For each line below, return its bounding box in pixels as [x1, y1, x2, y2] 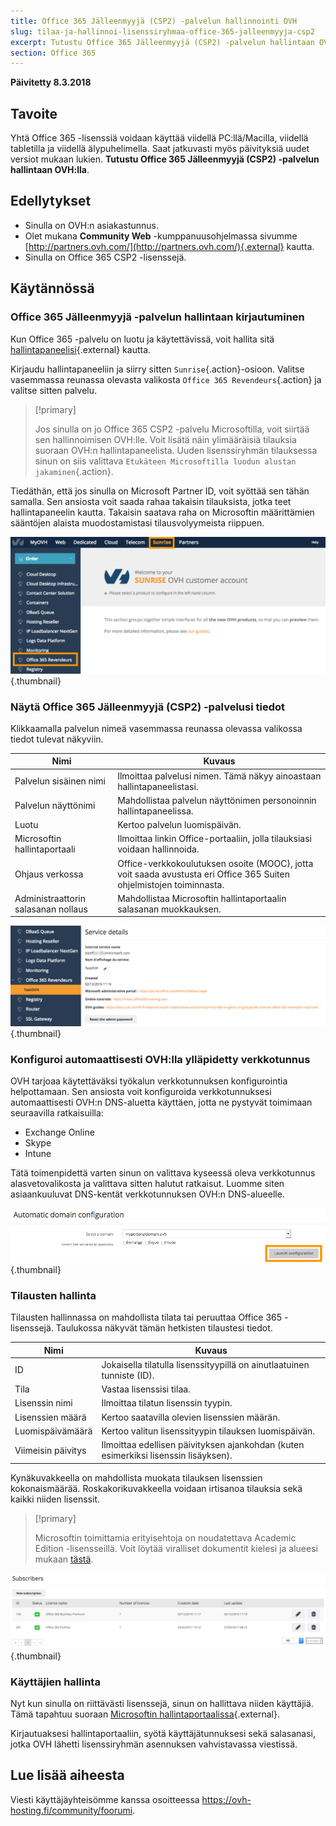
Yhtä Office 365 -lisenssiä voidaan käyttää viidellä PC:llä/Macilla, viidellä [10, 132, 309, 144]
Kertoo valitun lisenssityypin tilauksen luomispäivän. [101, 1425, 316, 1437]
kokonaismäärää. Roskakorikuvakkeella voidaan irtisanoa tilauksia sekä [10, 1482, 303, 1494]
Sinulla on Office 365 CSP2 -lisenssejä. [24, 251, 187, 263]
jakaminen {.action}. [34, 465, 114, 477]
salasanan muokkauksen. [117, 903, 222, 915]
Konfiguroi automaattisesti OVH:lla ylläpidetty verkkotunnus [10, 1052, 311, 1066]
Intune [24, 1148, 52, 1160]
